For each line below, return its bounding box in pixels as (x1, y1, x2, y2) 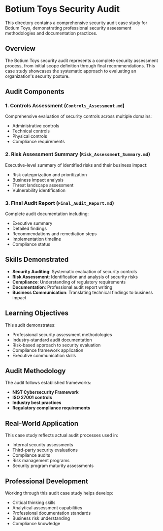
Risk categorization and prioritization (12, 171, 87, 178)
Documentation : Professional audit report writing (12, 284, 113, 290)
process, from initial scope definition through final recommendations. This (5, 62, 155, 68)
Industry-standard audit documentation (12, 337, 92, 343)
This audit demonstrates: (5, 322, 56, 328)
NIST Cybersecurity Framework (12, 389, 79, 395)
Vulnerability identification (12, 187, 65, 193)
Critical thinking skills (12, 500, 56, 505)
